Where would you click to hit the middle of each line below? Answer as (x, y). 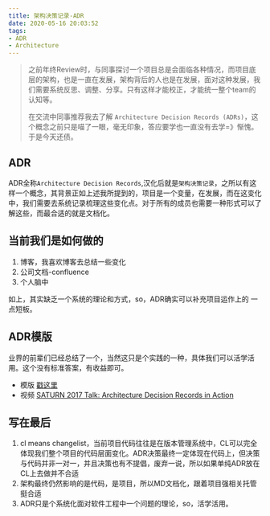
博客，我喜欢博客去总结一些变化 (73, 261)
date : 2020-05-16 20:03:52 (53, 23)
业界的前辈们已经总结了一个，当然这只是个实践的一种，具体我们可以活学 (128, 358)
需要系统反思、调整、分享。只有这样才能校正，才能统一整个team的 (145, 90)
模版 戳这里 (39, 385)
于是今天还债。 (53, 137)
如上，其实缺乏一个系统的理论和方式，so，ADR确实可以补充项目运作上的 (129, 299)
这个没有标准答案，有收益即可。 (75, 367)
